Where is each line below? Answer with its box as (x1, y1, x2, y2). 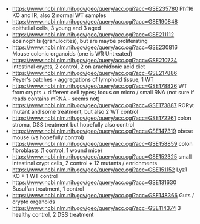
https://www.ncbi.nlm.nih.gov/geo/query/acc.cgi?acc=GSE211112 (12, 31, 175, 38)
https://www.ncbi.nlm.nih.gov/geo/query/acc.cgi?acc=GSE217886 (12, 70, 178, 76)
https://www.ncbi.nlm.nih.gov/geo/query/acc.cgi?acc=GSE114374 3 (12, 205, 181, 211)
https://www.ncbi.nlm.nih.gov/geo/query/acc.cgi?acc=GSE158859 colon (12, 140, 193, 147)
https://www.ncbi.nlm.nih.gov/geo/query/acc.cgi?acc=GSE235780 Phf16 (12, 5, 194, 12)
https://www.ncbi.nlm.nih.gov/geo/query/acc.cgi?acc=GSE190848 (12, 18, 178, 25)
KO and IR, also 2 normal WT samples (12, 12, 107, 19)
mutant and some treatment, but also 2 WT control (12, 108, 138, 115)
